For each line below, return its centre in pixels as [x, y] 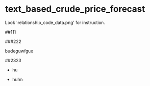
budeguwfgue [19, 51]
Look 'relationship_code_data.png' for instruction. [55, 22]
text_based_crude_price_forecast [75, 9]
